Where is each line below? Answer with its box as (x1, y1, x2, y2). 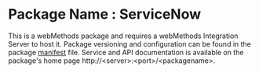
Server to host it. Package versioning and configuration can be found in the (8, 39, 251, 48)
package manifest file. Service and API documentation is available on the (8, 47, 244, 57)
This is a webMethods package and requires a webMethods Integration (8, 31, 239, 40)
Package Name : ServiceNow (8, 5, 202, 23)
